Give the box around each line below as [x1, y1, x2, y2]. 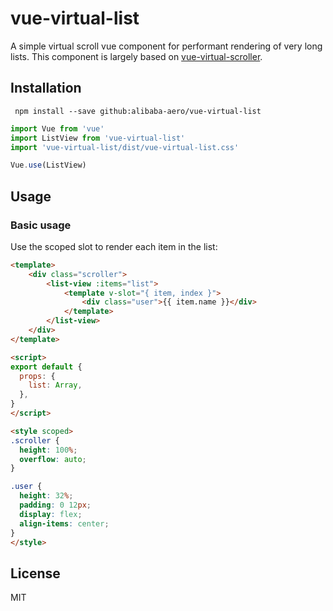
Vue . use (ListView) [10, 160, 87, 171]
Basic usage [10, 218, 72, 232]
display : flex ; [19, 509, 83, 519]
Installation [10, 80, 82, 97]
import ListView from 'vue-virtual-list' [10, 133, 186, 143]
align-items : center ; [19, 518, 110, 529]
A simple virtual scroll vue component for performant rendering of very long [10, 40, 323, 52]
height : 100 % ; [19, 445, 78, 455]
